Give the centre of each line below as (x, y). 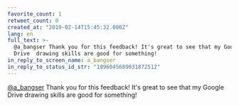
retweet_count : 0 (33, 21)
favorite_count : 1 (34, 14)
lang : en (20, 34)
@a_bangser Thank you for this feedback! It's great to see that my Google (116, 87)
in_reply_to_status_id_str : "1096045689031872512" (84, 67)
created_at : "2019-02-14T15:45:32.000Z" (68, 27)
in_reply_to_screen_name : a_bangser (62, 60)
